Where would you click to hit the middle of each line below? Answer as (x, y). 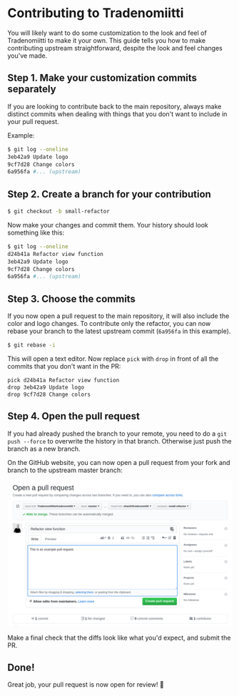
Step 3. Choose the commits (71, 298)
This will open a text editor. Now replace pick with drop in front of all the (113, 359)
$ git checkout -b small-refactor (59, 212)
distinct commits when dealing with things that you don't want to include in (117, 114)
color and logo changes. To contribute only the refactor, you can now (109, 324)
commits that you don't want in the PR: (64, 366)
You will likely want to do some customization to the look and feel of (107, 33)
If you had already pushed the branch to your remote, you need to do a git (117, 434)
